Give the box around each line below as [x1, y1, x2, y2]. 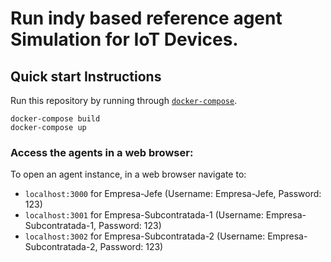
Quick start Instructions [10, 68, 162, 85]
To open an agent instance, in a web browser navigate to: [10, 168, 247, 181]
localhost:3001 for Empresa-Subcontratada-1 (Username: [24, 209, 264, 221]
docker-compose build [10, 114, 101, 124]
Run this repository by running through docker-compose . [10, 95, 238, 106]
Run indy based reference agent [10, 7, 283, 30]
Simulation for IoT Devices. [10, 28, 239, 51]
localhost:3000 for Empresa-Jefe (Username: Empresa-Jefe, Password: [24, 188, 322, 200]
